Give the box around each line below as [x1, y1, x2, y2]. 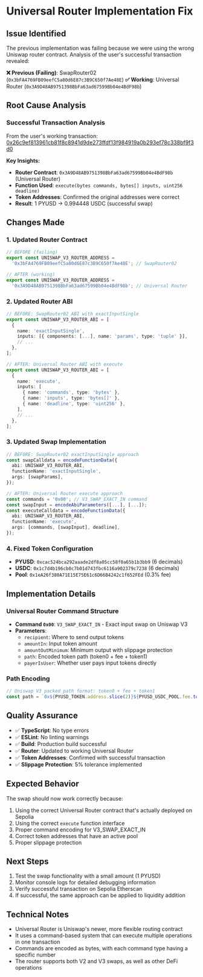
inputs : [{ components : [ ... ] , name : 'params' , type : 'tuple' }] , [17, 334, 188, 340]
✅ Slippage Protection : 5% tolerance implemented [14, 760, 143, 768]
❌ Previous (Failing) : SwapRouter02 [6, 69, 97, 76]
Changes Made [6, 217, 65, 228]
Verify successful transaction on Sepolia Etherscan [14, 885, 143, 893]
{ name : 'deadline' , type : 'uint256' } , [22, 401, 126, 407]
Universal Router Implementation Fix [6, 4, 193, 18]
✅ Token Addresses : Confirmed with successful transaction [14, 754, 166, 761]
